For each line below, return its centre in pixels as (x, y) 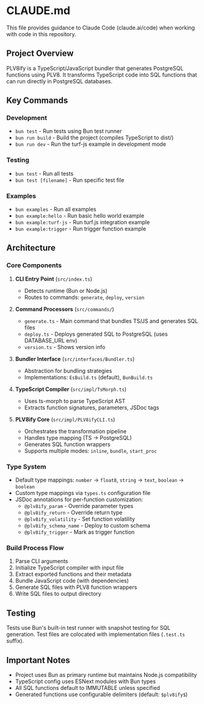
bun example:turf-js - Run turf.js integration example (82, 222)
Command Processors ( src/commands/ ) (64, 309)
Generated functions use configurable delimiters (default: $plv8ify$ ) (101, 694)
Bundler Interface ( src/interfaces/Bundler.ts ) (75, 358)
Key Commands (37, 101)
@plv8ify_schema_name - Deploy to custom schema (87, 526)
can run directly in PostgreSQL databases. (60, 81)
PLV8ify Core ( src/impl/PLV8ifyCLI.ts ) (65, 419)
